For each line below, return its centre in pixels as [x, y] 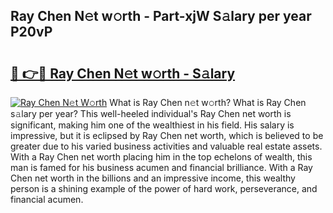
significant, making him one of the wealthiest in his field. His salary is [152, 125]
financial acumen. [47, 199]
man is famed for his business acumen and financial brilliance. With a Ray [161, 167]
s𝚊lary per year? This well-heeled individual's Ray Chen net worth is [151, 113]
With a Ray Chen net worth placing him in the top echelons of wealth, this [161, 157]
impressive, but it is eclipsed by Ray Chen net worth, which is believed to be [167, 135]
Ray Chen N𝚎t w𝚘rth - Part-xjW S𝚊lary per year [161, 16]
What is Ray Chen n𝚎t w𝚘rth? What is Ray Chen [208, 102]
